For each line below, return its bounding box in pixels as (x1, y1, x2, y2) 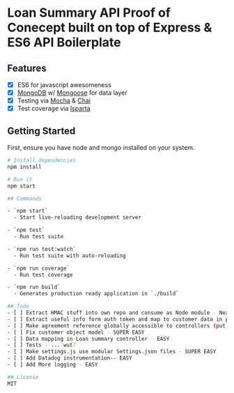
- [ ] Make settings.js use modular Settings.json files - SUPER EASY (7, 348, 217, 355)
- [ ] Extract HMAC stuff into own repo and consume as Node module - (7, 309, 217, 316)
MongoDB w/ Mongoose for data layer (17, 88, 127, 97)
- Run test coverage (13, 271, 73, 278)
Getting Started (7, 125, 76, 137)
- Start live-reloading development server (13, 214, 141, 221)
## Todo (7, 303, 30, 310)
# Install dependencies (7, 157, 77, 164)
